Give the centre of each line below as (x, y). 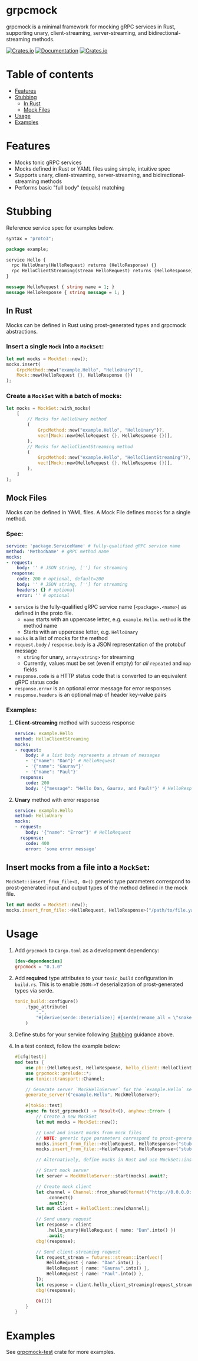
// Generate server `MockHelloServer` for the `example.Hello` (105, 1089)
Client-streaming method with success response (75, 722)
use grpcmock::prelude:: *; (59, 1073)
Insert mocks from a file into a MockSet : (78, 867)
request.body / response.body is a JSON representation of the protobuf (100, 644)
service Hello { (26, 260)
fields (30, 669)
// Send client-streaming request (78, 1252)
